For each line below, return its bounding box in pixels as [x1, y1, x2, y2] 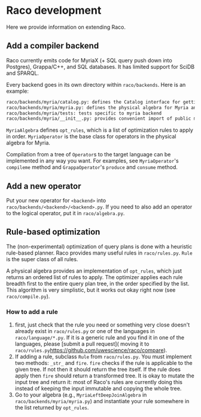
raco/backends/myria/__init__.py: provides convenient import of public [6, 116, 191, 122]
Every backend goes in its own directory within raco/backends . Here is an [6, 81, 186, 88]
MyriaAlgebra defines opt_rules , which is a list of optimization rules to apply [6, 126, 193, 134]
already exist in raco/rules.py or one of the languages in [14, 328, 155, 335]
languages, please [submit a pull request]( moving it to [14, 340, 150, 347]
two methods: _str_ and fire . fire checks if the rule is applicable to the [14, 359, 193, 367]
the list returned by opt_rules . [14, 404, 89, 411]
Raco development [6, 4, 102, 17]
